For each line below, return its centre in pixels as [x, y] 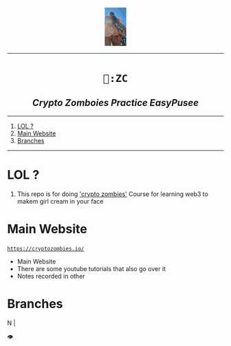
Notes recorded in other [51, 276]
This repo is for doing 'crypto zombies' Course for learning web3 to [112, 194]
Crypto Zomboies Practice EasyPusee [115, 103]
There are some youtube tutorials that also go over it [91, 268]
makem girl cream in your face [60, 201]
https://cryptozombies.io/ [46, 248]
